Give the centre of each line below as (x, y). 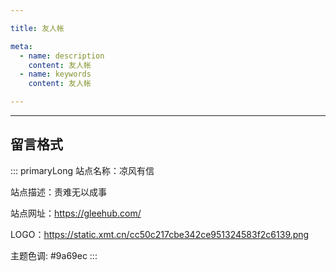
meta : (21, 46)
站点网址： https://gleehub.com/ (76, 213)
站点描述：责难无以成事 (58, 192)
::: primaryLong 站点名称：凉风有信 (82, 170)
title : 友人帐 (37, 28)
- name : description (62, 56)
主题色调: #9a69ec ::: (54, 255)
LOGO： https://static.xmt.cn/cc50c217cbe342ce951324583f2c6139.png (160, 234)
